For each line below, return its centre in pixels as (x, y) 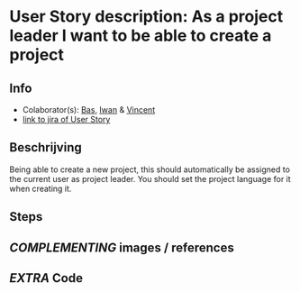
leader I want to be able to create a (141, 36)
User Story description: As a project (146, 17)
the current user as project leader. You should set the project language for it (150, 178)
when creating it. (41, 188)
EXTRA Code (46, 278)
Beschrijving (46, 147)
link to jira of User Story (66, 119)
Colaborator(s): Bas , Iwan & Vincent (89, 109)
